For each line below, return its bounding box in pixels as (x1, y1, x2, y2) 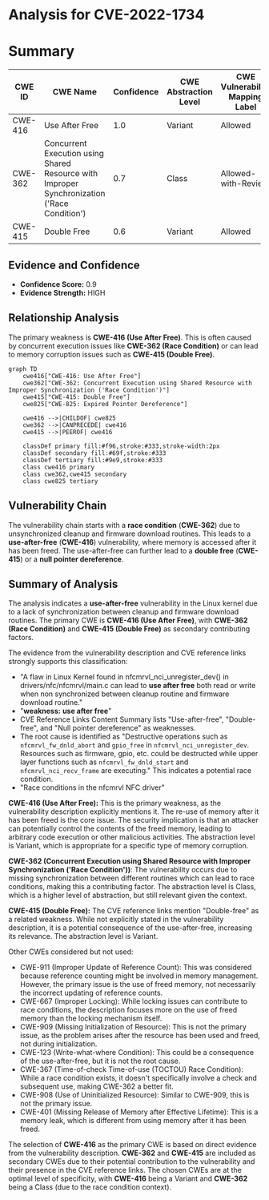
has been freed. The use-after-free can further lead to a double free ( (8, 546, 239, 555)
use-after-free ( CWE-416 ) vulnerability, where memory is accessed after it (8, 537, 257, 546)
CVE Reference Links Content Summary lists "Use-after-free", (19, 715, 224, 724)
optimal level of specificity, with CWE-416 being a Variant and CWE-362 (8, 1174, 248, 1183)
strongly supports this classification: (8, 657, 128, 666)
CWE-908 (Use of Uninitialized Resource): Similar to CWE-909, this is (19, 1090, 250, 1100)
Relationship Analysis (8, 311, 119, 325)
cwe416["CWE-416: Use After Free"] (22, 372, 142, 380)
